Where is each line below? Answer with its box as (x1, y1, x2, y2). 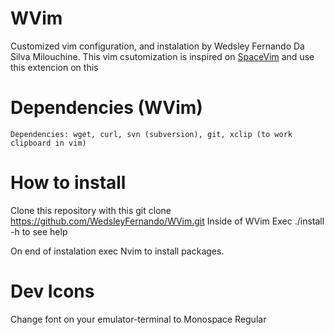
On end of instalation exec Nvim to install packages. (10, 245, 225, 257)
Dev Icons (10, 280, 95, 302)
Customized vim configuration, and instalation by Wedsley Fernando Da (10, 40, 305, 52)
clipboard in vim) (10, 138, 87, 148)
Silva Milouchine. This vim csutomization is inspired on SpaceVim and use (10, 50, 315, 62)
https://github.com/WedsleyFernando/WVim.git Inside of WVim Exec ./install (10, 215, 325, 227)
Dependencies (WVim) (10, 97, 203, 119)
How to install (10, 172, 127, 194)
